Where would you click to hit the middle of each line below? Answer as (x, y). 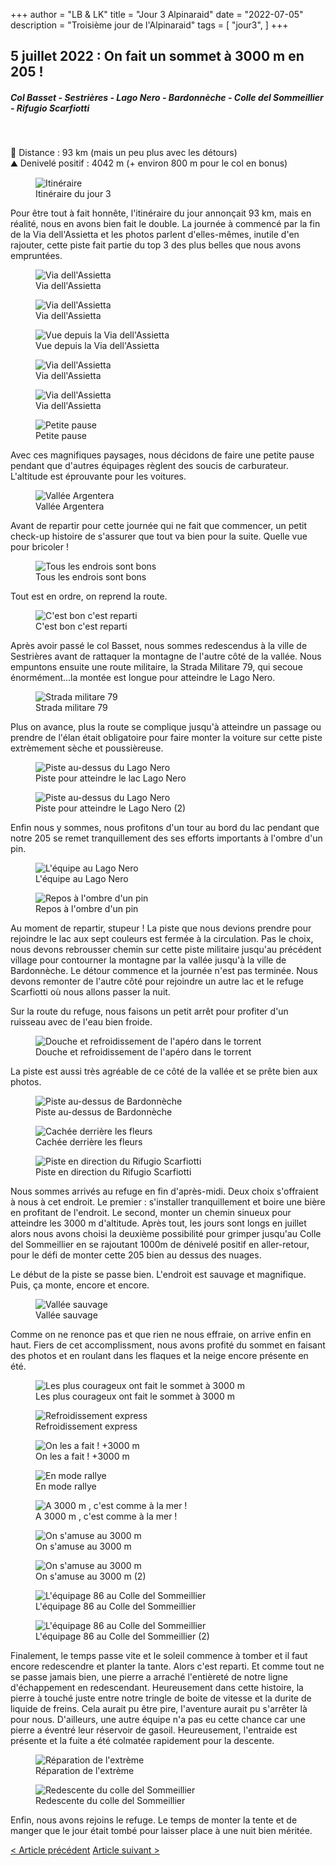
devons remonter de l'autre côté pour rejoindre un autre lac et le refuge (157, 981)
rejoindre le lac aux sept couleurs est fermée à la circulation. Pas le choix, (162, 939)
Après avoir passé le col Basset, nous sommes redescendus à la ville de (159, 646)
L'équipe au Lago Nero (82, 879)
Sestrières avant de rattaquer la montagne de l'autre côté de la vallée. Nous (166, 656)
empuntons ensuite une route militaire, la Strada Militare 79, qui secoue (156, 667)
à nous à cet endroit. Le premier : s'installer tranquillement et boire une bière (168, 1202)
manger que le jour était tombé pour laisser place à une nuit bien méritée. (161, 1831)
